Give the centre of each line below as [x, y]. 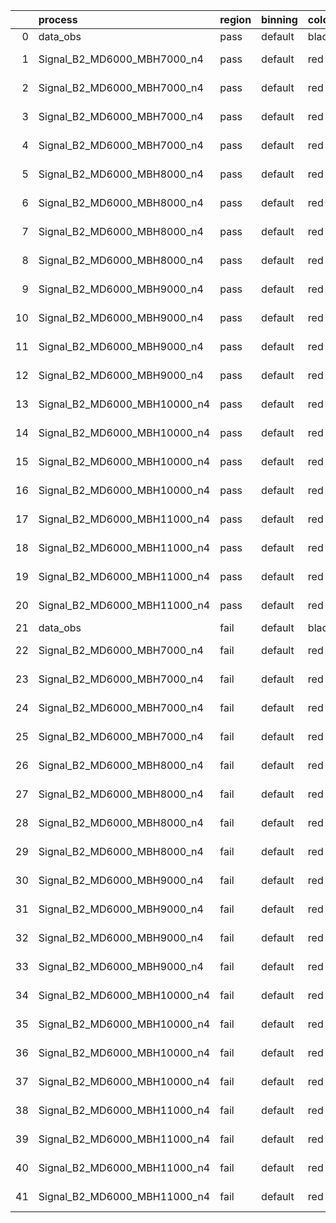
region [235, 19]
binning [279, 19]
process [58, 19]
